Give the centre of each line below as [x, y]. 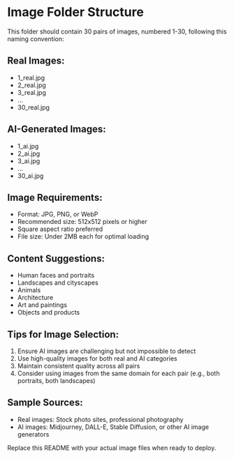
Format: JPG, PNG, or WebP [58, 214]
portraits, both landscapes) [56, 381]
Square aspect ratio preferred [60, 229]
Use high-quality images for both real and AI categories [97, 359]
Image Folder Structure [76, 12]
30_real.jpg [34, 107]
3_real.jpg [32, 92]
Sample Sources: [45, 403]
